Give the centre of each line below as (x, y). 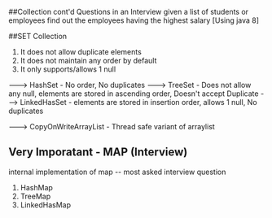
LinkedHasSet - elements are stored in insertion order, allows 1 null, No (139, 102)
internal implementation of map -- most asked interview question (117, 172)
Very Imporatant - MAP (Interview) (98, 153)
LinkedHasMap (46, 205)
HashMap (36, 187)
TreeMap (35, 196)
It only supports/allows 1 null (68, 69)
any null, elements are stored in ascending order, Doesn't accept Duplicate (134, 94)
